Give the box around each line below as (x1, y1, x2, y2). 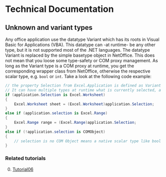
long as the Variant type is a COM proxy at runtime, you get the (5, 63, 134, 69)
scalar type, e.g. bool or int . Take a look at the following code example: (5, 74, 152, 79)
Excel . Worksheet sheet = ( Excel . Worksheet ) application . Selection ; (14, 101, 155, 106)
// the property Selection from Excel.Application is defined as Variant (5, 83, 162, 88)
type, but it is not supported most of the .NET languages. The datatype (5, 47, 150, 53)
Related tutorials (5, 155, 46, 162)
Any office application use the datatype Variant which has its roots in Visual (5, 36, 160, 42)
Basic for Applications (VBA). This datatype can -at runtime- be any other (5, 42, 156, 48)
